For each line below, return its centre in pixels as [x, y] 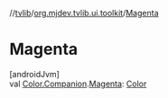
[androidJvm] [35, 74]
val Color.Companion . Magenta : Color [78, 84]
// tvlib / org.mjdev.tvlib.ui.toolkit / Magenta [84, 13]
